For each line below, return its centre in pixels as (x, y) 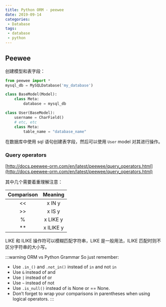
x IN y (54, 203)
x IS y (54, 211)
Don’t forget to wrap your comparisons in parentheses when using (81, 293)
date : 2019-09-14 (23, 15)
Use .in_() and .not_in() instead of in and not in (64, 267)
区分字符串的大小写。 (27, 247)
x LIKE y (54, 219)
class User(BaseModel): (30, 113)
